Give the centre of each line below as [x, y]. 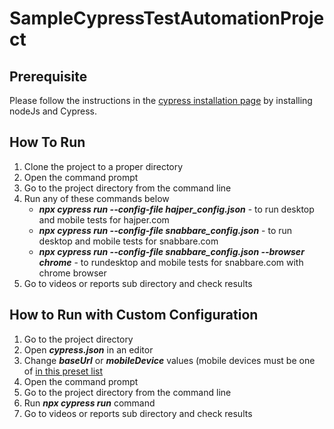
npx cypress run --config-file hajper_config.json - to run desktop [176, 209]
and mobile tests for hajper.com [104, 219]
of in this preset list [63, 371]
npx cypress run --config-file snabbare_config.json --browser [171, 251]
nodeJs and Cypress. [53, 111]
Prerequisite [48, 76]
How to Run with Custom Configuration [134, 315]
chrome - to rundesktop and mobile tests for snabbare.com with [171, 262]
